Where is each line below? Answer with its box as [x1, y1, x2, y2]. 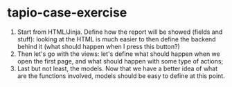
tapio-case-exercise [7, 5, 127, 21]
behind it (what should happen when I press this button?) [17, 42, 180, 50]
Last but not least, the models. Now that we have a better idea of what [17, 64, 218, 72]
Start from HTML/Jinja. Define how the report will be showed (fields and [17, 28, 223, 36]
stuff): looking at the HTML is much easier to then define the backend [17, 35, 216, 43]
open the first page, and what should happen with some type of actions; [17, 57, 224, 65]
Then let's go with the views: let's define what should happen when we [17, 50, 220, 58]
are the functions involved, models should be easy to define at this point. [17, 71, 225, 80]
